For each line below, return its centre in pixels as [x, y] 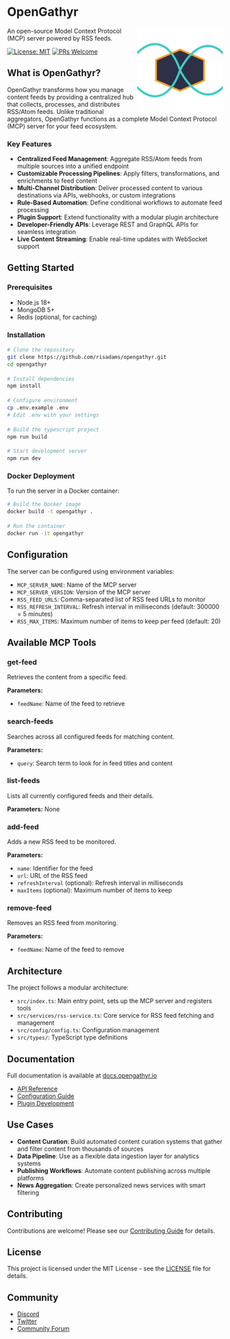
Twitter [27, 1321]
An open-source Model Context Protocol [64, 31]
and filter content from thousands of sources [80, 1149]
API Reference [37, 1089]
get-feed [22, 662]
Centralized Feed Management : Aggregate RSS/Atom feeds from [110, 159]
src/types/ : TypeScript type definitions [72, 1038]
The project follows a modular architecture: [68, 988]
